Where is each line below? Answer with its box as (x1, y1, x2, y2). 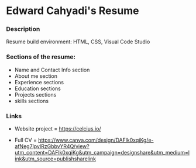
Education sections (14, 85, 61, 92)
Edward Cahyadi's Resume (6, 4, 139, 18)
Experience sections (14, 78, 64, 85)
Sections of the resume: (6, 53, 76, 61)
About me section (14, 72, 57, 80)
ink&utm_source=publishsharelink (14, 155, 97, 162)
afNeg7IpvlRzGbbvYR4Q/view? (14, 143, 90, 150)
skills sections (14, 97, 49, 104)
